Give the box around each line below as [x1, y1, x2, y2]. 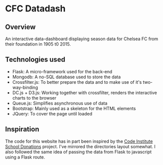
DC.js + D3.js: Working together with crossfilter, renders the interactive [12, 90, 157, 96]
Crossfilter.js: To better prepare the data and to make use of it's [12, 79, 142, 85]
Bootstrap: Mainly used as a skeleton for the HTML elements [12, 105, 136, 111]
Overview [5, 23, 36, 31]
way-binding [12, 84, 38, 90]
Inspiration [5, 125, 40, 134]
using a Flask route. [5, 154, 46, 160]
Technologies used [5, 55, 65, 64]
